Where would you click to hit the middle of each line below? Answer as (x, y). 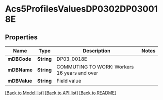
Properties (21, 37)
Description (97, 51)
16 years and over (77, 73)
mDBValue (20, 81)
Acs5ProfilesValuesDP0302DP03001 (81, 9)
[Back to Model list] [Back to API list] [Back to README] (61, 93)
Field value (69, 81)
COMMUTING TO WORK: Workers (95, 67)
